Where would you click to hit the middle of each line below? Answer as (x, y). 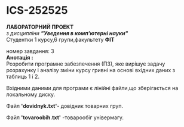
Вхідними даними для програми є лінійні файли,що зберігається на (92, 88)
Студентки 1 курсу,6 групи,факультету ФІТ (60, 39)
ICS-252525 (37, 10)
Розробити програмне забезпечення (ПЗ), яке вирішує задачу (86, 64)
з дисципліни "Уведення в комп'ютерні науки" (67, 33)
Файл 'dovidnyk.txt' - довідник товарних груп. (65, 106)
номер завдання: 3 (30, 51)
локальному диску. (31, 94)
